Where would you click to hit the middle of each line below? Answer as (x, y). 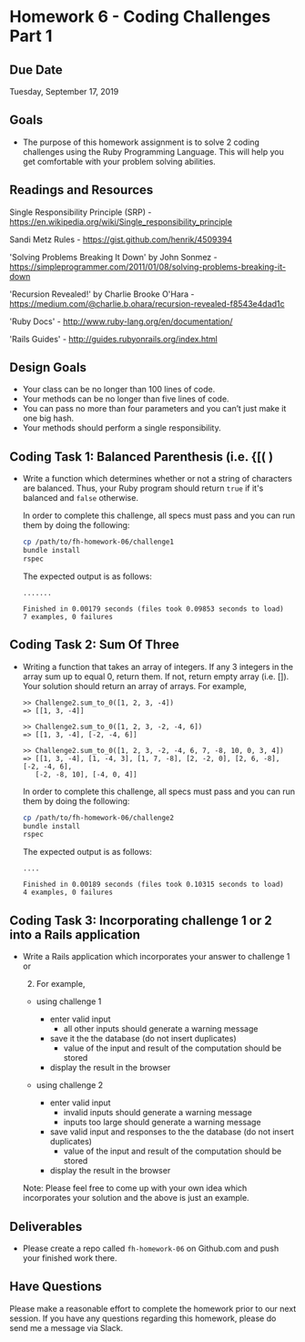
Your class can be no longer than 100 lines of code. (119, 390)
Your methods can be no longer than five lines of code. (126, 399)
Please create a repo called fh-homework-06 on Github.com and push (151, 1248)
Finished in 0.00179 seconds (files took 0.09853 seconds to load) (153, 609)
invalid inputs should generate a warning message (158, 1113)
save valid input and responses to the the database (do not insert (172, 1132)
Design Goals (48, 367)
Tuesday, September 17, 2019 (64, 91)
